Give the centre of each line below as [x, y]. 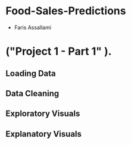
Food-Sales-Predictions [66, 11]
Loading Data [31, 73]
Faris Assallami [33, 27]
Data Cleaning [32, 93]
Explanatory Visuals [44, 134]
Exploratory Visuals [43, 114]
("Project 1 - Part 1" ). [59, 51]
